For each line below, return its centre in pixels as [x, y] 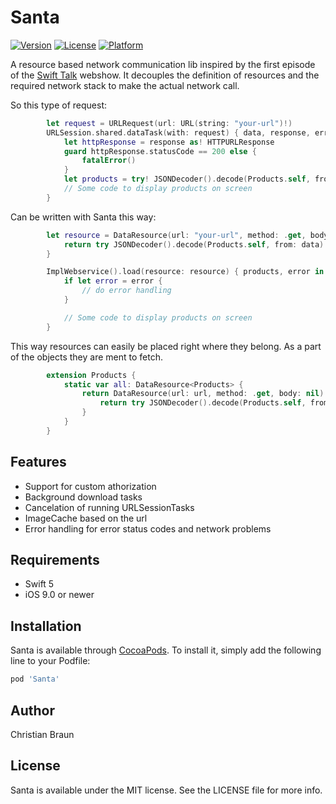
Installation [46, 626]
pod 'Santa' [35, 679]
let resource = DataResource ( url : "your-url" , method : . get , [176, 235]
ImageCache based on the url [86, 518]
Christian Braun [42, 734]
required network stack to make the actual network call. [125, 85]
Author [32, 710]
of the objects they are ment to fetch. [86, 357]
